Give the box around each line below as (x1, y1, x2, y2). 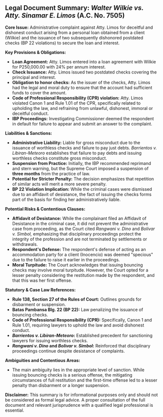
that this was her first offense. (12, 277, 72, 283)
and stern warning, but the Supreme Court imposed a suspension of (12, 165, 149, 171)
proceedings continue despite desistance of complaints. (12, 348, 125, 354)
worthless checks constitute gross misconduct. (12, 155, 107, 161)
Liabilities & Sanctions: (5, 130, 53, 136)
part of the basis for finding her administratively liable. (12, 197, 121, 202)
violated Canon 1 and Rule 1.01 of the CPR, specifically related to (12, 100, 141, 106)
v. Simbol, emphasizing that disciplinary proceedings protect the (12, 231, 142, 236)
